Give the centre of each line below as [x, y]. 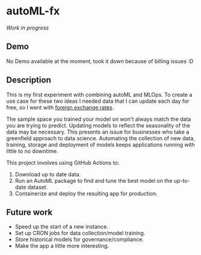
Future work [29, 212]
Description [29, 80]
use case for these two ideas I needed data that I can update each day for [98, 101]
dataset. [38, 187]
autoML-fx [33, 11]
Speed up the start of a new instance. [61, 227]
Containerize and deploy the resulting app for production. [86, 193]
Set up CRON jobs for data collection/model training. [80, 233]
